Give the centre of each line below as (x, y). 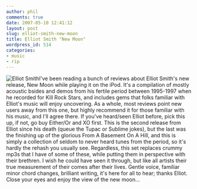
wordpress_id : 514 (29, 45)
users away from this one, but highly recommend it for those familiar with (95, 110)
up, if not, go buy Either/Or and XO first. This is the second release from (94, 122)
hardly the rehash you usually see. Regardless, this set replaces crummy (94, 148)
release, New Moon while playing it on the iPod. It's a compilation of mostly (98, 84)
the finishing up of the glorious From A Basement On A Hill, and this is (91, 135)
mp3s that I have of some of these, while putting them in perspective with (96, 154)
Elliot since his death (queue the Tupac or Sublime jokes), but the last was (96, 129)
